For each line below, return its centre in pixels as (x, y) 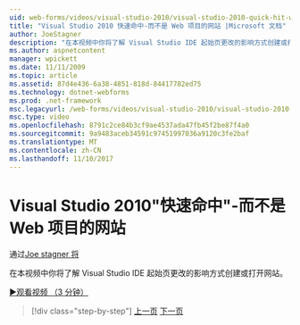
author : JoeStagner (46, 34)
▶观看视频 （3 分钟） (49, 292)
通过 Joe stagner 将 (44, 254)
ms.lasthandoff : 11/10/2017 (62, 158)
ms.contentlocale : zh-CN (55, 150)
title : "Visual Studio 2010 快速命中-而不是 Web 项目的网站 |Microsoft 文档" (148, 26)
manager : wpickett (43, 59)
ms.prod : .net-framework (55, 100)
